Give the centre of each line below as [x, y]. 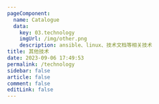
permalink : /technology [41, 64]
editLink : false [30, 90]
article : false [29, 77]
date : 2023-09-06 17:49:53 [46, 58]
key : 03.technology [47, 32]
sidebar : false [29, 70]
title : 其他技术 [28, 52]
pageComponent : [29, 13]
